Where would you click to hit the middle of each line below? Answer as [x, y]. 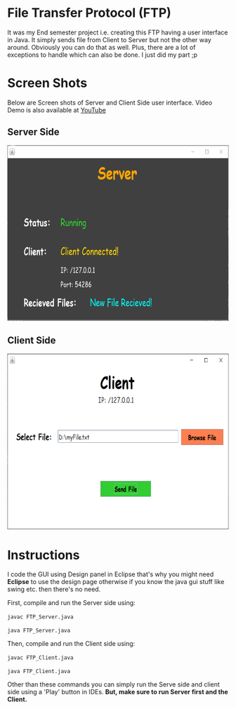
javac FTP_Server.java [40, 617]
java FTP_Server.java [39, 631]
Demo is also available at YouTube [57, 110]
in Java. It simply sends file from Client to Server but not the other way [110, 39]
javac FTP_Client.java [40, 658]
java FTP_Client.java [39, 672]
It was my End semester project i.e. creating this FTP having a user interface [118, 32]
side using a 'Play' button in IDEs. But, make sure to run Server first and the [118, 692]
